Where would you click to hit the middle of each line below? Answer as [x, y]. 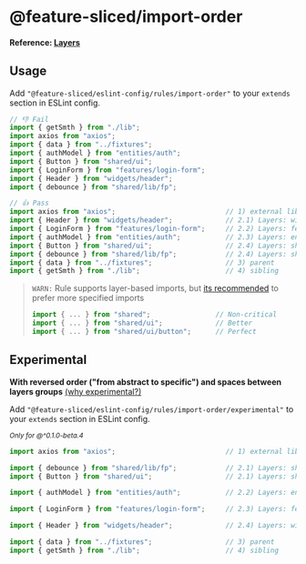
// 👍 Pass [30, 203]
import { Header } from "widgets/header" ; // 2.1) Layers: [148, 220]
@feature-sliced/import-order [126, 17]
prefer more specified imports [88, 298]
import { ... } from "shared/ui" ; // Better [142, 323]
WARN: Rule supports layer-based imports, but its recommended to [155, 288]
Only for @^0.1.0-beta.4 [46, 435]
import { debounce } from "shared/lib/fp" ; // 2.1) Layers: [148, 468]
